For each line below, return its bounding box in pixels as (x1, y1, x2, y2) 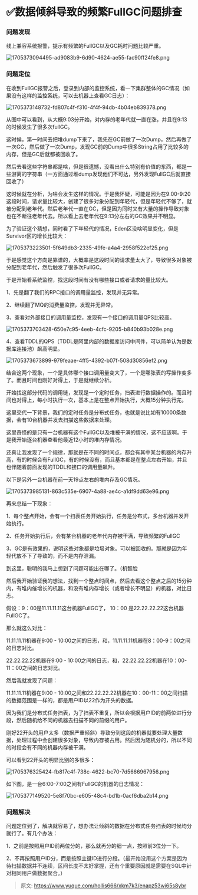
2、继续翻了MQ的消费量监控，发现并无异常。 (6, 301, 116, 308)
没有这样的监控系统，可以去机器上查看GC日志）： (11, 92, 130, 99)
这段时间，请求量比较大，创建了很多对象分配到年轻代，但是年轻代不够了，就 (6, 198, 192, 205)
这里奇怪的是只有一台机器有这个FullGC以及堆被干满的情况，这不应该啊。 (6, 429, 183, 436)
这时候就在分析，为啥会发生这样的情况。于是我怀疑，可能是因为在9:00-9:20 (6, 190, 191, 198)
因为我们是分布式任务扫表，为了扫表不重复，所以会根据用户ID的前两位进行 (6, 709, 187, 716)
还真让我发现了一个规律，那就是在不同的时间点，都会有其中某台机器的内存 (6, 449, 187, 456)
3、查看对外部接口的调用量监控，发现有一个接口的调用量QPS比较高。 (6, 314, 175, 321)
